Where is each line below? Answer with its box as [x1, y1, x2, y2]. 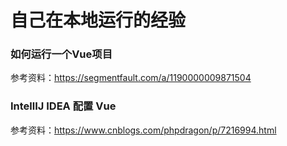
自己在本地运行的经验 [10, 9, 187, 32]
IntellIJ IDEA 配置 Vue [10, 99, 117, 113]
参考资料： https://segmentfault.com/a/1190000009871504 [10, 72, 252, 84]
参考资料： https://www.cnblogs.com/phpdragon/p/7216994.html [10, 124, 277, 136]
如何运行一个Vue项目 [10, 47, 113, 61]
